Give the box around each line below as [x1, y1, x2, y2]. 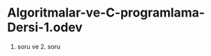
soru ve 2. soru [17, 42, 61, 50]
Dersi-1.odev [7, 19, 83, 35]
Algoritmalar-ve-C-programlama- [7, 5, 205, 21]
